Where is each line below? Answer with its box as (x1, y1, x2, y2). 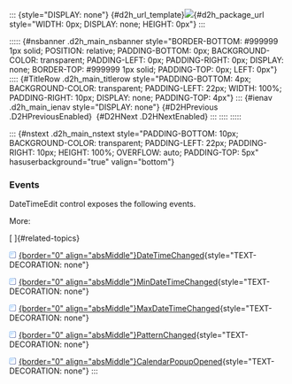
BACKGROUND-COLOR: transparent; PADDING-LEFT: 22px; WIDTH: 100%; (9, 83, 282, 93)
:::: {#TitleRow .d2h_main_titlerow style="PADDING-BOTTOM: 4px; (9, 73, 252, 84)
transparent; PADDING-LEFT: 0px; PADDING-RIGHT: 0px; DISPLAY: (40, 55, 285, 65)
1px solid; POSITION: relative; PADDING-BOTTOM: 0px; (9, 45, 210, 56)
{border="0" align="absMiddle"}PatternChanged (19, 330, 196, 341)
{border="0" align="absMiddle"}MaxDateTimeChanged (19, 303, 220, 314)
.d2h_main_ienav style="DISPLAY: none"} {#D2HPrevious (9, 102, 219, 112)
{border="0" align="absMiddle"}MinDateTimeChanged (19, 277, 219, 288)
